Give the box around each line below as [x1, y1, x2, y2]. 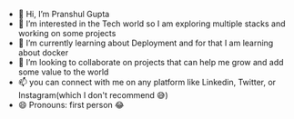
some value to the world [17, 66, 109, 77]
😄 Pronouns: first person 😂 [17, 100, 125, 110]
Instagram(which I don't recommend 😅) [17, 90, 168, 100]
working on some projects [17, 28, 117, 38]
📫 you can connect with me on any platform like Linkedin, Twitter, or [17, 77, 276, 87]
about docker [17, 47, 69, 58]
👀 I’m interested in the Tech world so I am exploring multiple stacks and [17, 18, 286, 29]
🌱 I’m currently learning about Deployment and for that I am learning [17, 37, 274, 48]
